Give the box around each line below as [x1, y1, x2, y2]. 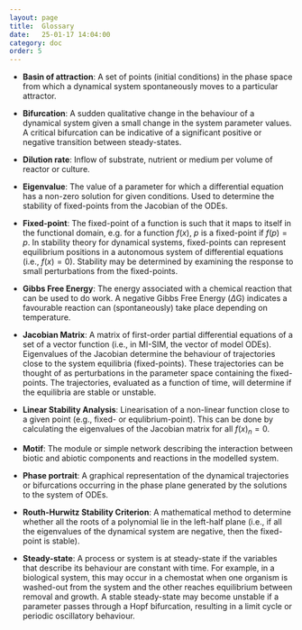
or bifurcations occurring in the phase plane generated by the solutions [22, 479, 288, 490]
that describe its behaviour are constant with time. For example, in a [22, 562, 275, 573]
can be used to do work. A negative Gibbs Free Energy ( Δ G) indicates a [22, 293, 288, 304]
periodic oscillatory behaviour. [22, 610, 135, 621]
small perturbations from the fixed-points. [22, 266, 178, 277]
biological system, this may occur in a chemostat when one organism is [22, 571, 288, 582]
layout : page [9, 13, 59, 23]
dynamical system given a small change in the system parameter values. [22, 118, 292, 129]
